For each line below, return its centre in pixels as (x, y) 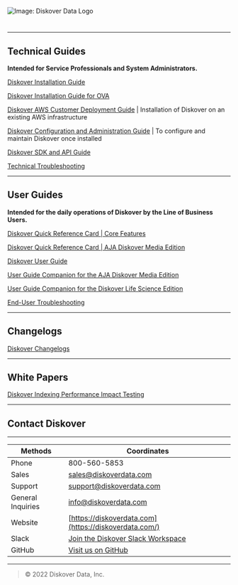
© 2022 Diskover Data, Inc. (64, 574)
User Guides (35, 195)
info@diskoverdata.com (108, 503)
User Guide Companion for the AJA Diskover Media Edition (93, 274)
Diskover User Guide (38, 261)
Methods (36, 451)
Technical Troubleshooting (46, 166)
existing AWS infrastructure (47, 117)
